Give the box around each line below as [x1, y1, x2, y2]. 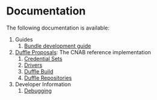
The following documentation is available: [6, 24, 110, 31]
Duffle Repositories [24, 74, 72, 81]
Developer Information [14, 80, 71, 88]
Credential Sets [24, 55, 63, 62]
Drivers [24, 61, 42, 69]
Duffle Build [24, 67, 54, 75]
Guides [14, 36, 33, 43]
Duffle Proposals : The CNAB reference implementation [14, 48, 152, 55]
